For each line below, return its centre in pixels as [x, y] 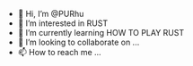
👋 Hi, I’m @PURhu [51, 14]
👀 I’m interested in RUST [63, 23]
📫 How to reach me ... [59, 52]
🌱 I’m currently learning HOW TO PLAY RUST [101, 33]
